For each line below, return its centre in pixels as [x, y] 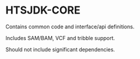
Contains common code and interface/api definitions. [70, 27]
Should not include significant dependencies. [60, 49]
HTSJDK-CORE [43, 10]
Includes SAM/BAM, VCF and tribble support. [60, 38]
